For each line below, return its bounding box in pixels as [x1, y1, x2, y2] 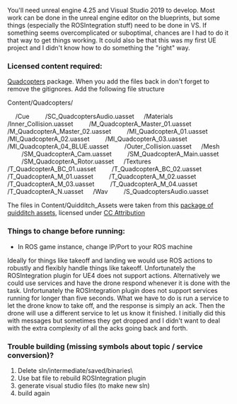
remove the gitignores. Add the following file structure [7, 85, 165, 93]
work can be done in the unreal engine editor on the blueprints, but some [7, 13, 221, 22]
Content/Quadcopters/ [7, 98, 74, 107]
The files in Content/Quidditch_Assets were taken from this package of [7, 201, 214, 209]
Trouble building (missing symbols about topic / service [7, 341, 203, 351]
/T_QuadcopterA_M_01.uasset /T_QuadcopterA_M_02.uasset [7, 173, 197, 181]
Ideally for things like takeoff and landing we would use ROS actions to [7, 256, 213, 265]
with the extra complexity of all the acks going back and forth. [7, 323, 188, 332]
